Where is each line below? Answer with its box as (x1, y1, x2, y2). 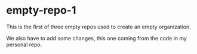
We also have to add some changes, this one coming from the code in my (6, 34, 187, 42)
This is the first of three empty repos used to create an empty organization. (6, 23, 191, 30)
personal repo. (6, 41, 42, 48)
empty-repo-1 (6, 4, 76, 17)
